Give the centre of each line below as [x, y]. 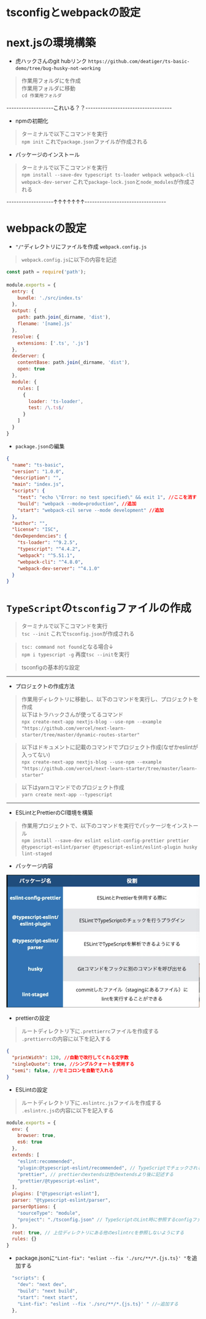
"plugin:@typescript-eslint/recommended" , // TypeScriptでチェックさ [105, 1168]
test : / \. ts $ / [46, 408]
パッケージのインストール [48, 155]
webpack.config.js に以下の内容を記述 [69, 260]
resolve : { [26, 337]
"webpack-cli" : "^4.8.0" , [51, 562]
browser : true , [37, 1136]
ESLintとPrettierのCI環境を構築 [54, 812]
